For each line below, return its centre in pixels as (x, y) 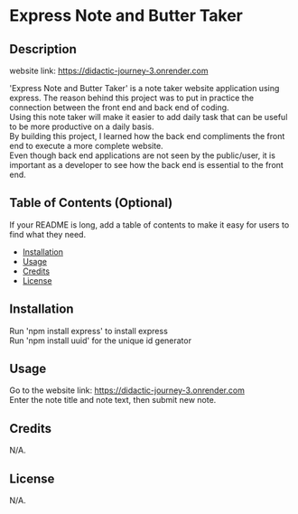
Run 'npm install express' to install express (89, 331)
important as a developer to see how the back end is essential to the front (147, 165)
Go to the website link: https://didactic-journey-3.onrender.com (127, 390)
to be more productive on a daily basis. (82, 126)
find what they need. (48, 234)
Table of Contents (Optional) (91, 203)
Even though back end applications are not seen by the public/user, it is (142, 155)
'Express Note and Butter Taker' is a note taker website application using (144, 88)
